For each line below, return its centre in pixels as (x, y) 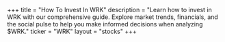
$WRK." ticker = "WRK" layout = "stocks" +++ (72, 31)
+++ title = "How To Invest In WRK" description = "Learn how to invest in (109, 10)
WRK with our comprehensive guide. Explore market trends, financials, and (113, 17)
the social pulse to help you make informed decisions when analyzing (105, 24)
